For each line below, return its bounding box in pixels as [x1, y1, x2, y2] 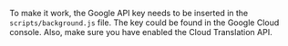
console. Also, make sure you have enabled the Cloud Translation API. [9, 27, 273, 37]
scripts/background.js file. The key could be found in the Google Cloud [9, 17, 280, 28]
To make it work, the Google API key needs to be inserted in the [9, 8, 249, 18]
